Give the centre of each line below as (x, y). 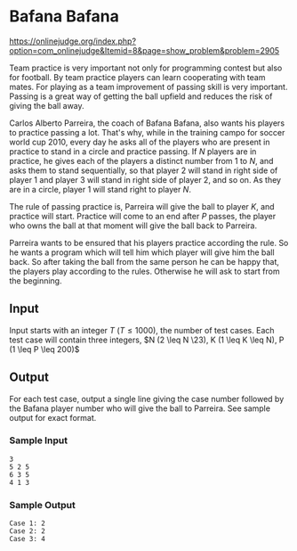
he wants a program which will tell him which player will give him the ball (142, 252)
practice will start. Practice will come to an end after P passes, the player (143, 216)
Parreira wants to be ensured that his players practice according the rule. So (149, 243)
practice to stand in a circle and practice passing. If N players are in (133, 151)
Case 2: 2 (28, 531)
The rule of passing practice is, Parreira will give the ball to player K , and (142, 206)
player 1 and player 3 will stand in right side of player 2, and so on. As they (145, 179)
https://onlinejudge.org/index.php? (72, 41)
